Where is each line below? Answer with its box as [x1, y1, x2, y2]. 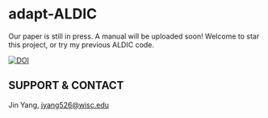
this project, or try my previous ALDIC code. [8, 39, 155, 49]
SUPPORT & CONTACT [8, 79, 124, 92]
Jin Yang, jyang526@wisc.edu [8, 100, 110, 109]
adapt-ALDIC [8, 5, 98, 23]
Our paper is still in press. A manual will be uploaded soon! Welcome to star [8, 31, 260, 41]
